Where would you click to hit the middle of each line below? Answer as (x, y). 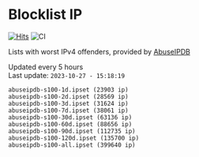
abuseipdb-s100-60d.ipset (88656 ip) (70, 124)
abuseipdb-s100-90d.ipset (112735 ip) (72, 131)
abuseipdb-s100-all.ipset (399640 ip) (72, 145)
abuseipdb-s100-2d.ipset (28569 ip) (68, 96)
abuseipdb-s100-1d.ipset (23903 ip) (68, 90)
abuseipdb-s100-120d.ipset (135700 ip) (74, 138)
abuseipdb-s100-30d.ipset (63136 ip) (70, 117)
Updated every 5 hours (46, 67)
